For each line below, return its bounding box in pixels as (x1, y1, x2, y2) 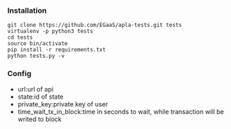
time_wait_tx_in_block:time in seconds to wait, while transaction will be (17, 107, 225, 116)
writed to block (17, 115, 62, 123)
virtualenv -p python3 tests (7, 27, 94, 35)
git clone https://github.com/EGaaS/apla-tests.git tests (7, 22, 182, 29)
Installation (7, 6, 47, 16)
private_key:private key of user (17, 99, 108, 108)
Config (7, 69, 32, 79)
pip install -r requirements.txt (7, 47, 106, 54)
